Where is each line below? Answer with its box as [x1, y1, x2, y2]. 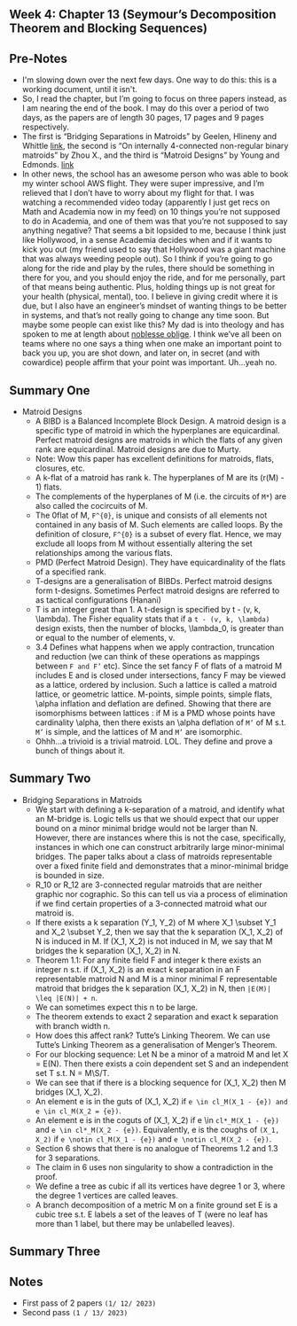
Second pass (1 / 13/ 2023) [21, 1307, 129, 1318]
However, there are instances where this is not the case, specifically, [35, 832, 286, 843]
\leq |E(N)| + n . [35, 992, 98, 1002]
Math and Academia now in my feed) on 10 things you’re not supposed [21, 207, 281, 217]
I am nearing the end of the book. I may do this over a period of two [21, 103, 270, 113]
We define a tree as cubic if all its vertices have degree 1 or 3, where [35, 1181, 285, 1191]
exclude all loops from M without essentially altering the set [35, 538, 253, 549]
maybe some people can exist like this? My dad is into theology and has [21, 319, 285, 331]
